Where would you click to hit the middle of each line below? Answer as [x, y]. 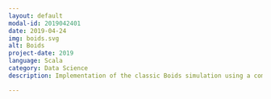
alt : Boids [27, 46]
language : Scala [35, 61]
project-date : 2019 [41, 53]
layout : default [35, 16]
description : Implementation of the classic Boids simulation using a [129, 76]
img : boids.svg [34, 38]
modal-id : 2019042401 [45, 23]
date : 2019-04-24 [38, 31]
